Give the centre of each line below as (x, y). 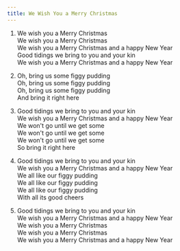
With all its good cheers (50, 197)
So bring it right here (46, 147)
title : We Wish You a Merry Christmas (62, 13)
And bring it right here (48, 98)
